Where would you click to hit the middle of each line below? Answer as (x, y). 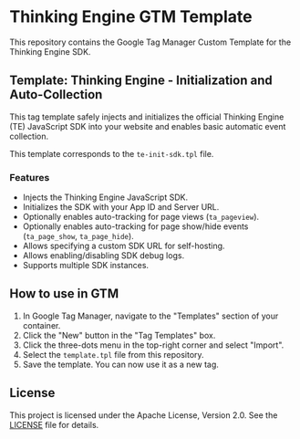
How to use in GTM (64, 294)
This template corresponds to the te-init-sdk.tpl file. (112, 153)
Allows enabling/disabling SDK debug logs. (103, 256)
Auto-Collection (56, 94)
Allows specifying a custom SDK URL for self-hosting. (124, 246)
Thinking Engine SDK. (50, 51)
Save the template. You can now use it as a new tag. (120, 364)
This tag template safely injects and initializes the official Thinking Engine (147, 117)
